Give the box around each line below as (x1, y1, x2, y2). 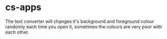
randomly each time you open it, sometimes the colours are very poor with (5, 23, 162, 29)
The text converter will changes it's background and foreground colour (5, 18, 155, 24)
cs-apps (5, 2, 42, 13)
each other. (5, 29, 30, 35)
